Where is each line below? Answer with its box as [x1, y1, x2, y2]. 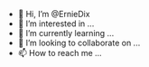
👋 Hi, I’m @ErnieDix [17, 9, 90, 19]
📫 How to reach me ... [17, 48, 102, 58]
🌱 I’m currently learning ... [17, 28, 115, 38]
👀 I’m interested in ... [17, 18, 95, 29]
